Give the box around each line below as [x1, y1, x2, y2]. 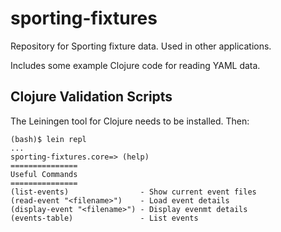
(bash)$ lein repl [10, 134, 87, 144]
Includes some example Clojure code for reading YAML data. [10, 59, 261, 71]
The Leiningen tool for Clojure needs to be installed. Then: [10, 115, 250, 127]
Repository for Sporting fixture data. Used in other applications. [10, 40, 272, 52]
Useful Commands [10, 169, 78, 179]
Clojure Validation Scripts [10, 88, 173, 106]
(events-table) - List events [10, 213, 199, 223]
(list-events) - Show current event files [10, 187, 257, 197]
